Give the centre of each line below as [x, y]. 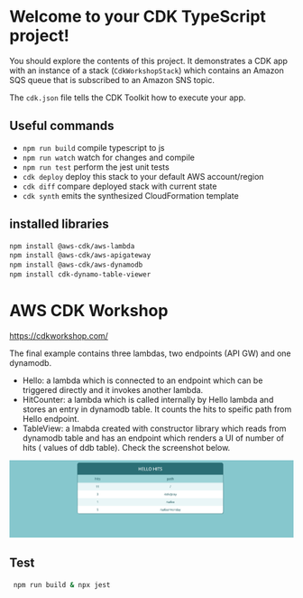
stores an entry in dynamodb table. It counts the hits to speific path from [157, 409]
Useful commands [62, 126]
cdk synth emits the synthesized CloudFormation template [130, 195]
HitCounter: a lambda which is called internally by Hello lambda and [148, 400]
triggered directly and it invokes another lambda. [113, 390]
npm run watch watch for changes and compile [109, 157]
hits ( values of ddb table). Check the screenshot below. [126, 448]
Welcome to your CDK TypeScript [138, 17]
